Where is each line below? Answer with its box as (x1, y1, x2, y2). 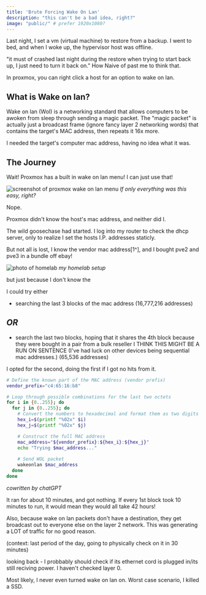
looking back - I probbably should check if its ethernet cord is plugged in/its (6, 558, 198, 565)
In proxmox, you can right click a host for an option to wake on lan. (6, 74, 175, 81)
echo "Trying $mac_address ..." (17, 445, 97, 451)
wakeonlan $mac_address (17, 462, 78, 468)
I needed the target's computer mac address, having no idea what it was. (6, 139, 191, 147)
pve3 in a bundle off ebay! (6, 252, 72, 259)
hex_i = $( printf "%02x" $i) (17, 417, 86, 423)
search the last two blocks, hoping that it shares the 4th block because (15, 333, 195, 341)
